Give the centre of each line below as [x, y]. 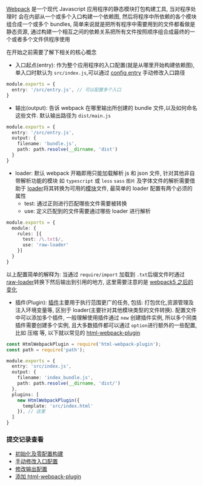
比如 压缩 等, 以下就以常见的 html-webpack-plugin [78, 332]
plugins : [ [25, 394]
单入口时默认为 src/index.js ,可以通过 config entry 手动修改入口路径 [100, 73]
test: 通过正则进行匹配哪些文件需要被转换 [75, 203]
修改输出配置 [31, 469]
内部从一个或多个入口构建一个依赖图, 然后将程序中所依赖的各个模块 [113, 16]
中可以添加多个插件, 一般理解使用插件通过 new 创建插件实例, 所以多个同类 [106, 317]
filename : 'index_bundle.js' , [55, 378]
